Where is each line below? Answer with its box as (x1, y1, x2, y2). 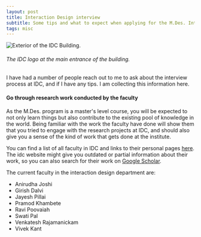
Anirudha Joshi (14, 180, 53, 187)
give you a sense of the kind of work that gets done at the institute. (6, 133, 172, 140)
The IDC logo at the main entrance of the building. (6, 55, 130, 63)
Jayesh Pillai (14, 193, 46, 200)
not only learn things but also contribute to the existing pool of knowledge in (6, 114, 194, 121)
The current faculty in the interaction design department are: (6, 169, 156, 176)
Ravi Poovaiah (14, 206, 50, 213)
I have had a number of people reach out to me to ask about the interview (6, 74, 187, 81)
